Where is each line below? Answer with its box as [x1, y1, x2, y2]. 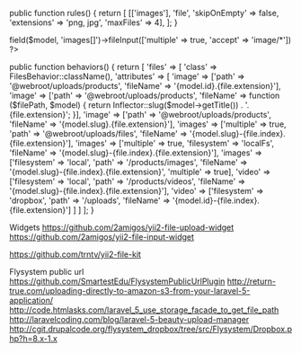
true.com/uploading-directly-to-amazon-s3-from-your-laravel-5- [9, 286, 251, 296]
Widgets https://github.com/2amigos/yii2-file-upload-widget [9, 222, 235, 233]
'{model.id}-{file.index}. [172, 195, 261, 206]
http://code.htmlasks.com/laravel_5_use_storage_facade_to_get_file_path [9, 304, 279, 315]
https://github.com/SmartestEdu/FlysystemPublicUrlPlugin [9, 276, 226, 287]
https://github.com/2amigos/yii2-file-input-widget [9, 232, 195, 242]
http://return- [226, 276, 277, 287]
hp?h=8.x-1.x [9, 333, 58, 344]
